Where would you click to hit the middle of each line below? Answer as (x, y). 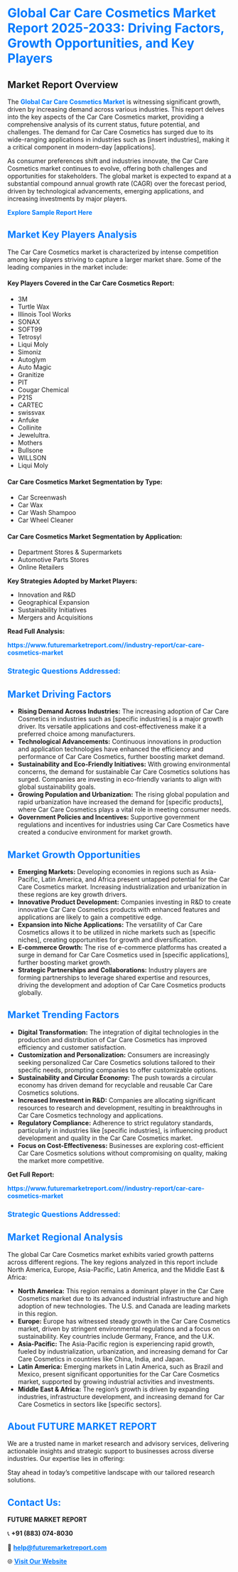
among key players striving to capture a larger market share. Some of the (114, 259)
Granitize (31, 375)
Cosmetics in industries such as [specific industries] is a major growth (120, 719)
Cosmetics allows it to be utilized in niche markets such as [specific (117, 932)
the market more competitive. (61, 1160)
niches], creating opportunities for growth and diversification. (107, 940)
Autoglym (32, 360)
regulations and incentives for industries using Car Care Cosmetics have (123, 825)
